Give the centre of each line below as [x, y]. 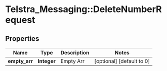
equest [20, 20]
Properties [22, 39]
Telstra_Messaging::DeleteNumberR [83, 9]
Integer [47, 61]
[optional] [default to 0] [122, 61]
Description [75, 53]
